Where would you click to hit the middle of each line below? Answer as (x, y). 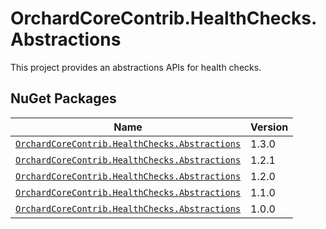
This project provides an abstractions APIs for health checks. (136, 67)
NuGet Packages (63, 98)
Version (269, 127)
